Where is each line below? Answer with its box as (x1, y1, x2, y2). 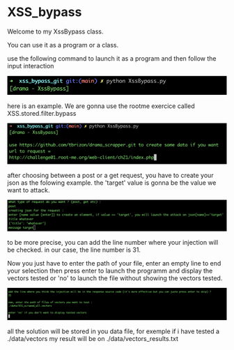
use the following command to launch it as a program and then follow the (7, 54, 217, 63)
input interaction (7, 61, 54, 70)
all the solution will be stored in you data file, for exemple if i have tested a (7, 327, 219, 335)
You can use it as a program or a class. (7, 40, 119, 49)
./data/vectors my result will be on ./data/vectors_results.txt (7, 335, 179, 343)
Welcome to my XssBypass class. (7, 27, 104, 36)
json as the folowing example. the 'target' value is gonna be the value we (7, 178, 217, 187)
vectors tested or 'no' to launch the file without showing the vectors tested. (7, 273, 223, 282)
